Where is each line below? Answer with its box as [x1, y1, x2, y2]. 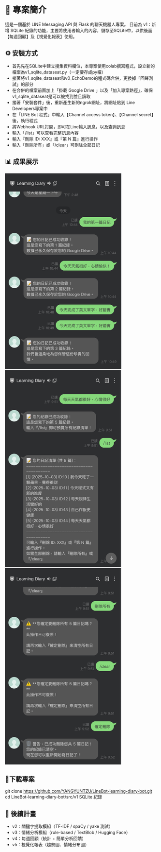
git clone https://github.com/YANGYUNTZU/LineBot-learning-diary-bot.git [5, 788, 152, 794]
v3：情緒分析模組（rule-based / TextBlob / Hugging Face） [12, 830, 131, 835]
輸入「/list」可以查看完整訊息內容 [12, 130, 79, 136]
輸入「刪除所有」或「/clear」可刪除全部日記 [12, 142, 100, 148]
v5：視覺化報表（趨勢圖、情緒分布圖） [12, 842, 89, 848]
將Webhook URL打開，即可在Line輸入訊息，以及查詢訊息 [12, 123, 126, 129]
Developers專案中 [12, 105, 48, 111]
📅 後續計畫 [5, 810, 36, 818]
